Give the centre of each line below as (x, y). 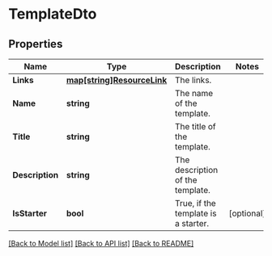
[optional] (247, 213)
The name (194, 93)
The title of (195, 126)
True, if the (195, 203)
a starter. (192, 223)
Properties (36, 44)
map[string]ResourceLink (117, 80)
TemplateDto (53, 14)
